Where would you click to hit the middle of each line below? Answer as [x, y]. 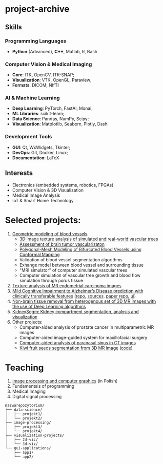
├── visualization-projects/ [35, 436]
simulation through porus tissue [51, 280]
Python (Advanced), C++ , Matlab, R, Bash [55, 51]
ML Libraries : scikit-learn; [38, 114]
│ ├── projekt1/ [24, 414]
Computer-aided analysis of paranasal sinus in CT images [78, 342]
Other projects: [27, 322]
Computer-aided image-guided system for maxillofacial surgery [83, 337]
